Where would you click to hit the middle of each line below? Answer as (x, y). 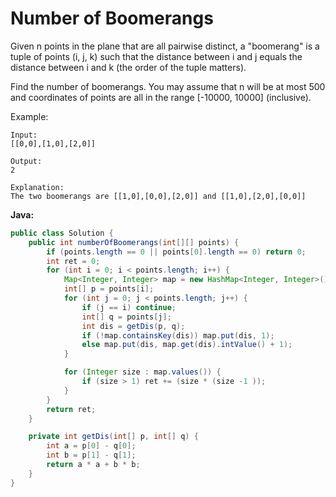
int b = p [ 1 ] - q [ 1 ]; (91, 455)
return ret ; (71, 409)
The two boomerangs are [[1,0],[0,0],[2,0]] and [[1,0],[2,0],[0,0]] (158, 196)
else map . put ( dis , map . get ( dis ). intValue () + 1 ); (187, 345)
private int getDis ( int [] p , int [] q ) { (113, 437)
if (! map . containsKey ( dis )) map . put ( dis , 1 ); (178, 335)
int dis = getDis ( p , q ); (133, 326)
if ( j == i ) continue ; (129, 307)
